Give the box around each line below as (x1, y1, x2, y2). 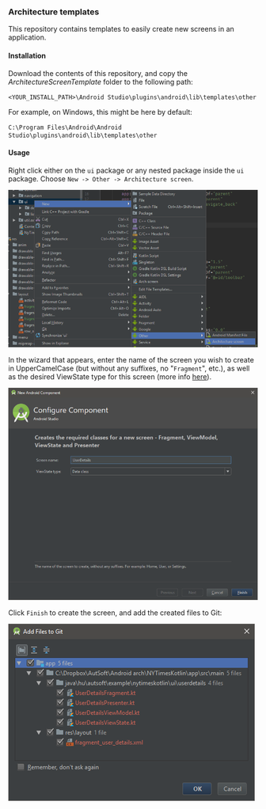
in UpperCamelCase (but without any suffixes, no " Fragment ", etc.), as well (8, 363, 250, 374)
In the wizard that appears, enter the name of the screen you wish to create (8, 355, 255, 365)
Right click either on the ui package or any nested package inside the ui (8, 165, 245, 175)
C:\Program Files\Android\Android (8, 123, 123, 131)
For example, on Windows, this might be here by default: (8, 107, 192, 116)
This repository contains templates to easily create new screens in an (8, 25, 235, 34)
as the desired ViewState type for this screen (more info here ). (8, 372, 212, 382)
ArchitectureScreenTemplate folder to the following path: (8, 77, 194, 86)
